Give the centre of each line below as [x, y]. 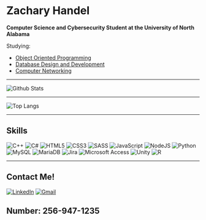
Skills [17, 131]
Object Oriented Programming [53, 57]
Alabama [18, 34]
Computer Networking [43, 70]
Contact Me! [31, 177]
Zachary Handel [48, 11]
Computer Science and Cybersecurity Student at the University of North [101, 28]
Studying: [18, 46]
